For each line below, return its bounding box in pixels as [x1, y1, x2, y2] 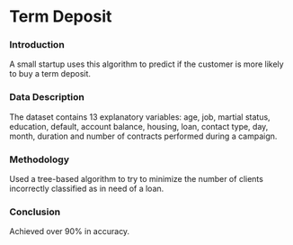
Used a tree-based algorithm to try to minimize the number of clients [9, 174, 263, 185]
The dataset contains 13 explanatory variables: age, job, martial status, [9, 111, 271, 122]
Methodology [9, 153, 70, 166]
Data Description [9, 91, 85, 104]
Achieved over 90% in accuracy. [9, 226, 130, 237]
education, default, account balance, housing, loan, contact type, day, [9, 121, 269, 132]
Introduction [9, 39, 65, 51]
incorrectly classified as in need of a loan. [9, 183, 164, 195]
